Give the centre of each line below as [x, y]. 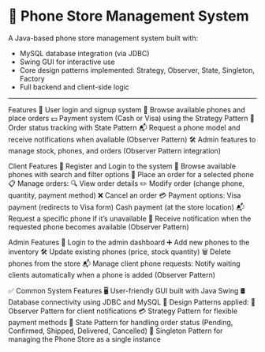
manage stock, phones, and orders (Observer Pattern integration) [115, 150]
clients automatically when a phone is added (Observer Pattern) [112, 274]
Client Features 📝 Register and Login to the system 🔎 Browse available [122, 166]
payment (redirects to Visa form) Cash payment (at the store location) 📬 [127, 207]
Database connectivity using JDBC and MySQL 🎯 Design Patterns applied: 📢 [132, 302]
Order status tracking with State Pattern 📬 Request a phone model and [124, 127]
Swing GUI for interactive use [67, 62]
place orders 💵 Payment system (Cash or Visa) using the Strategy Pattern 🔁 [131, 118]
